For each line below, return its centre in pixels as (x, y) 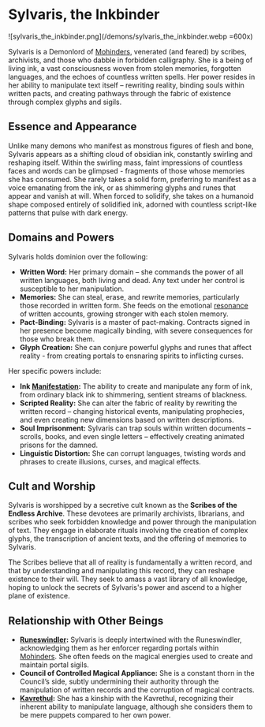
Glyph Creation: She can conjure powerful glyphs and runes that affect (136, 347)
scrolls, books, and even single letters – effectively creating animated (132, 436)
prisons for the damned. (59, 445)
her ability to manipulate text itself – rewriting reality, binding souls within (126, 85)
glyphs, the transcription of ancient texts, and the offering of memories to (127, 539)
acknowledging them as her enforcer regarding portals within (119, 648)
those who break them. (57, 339)
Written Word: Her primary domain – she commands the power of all (131, 272)
